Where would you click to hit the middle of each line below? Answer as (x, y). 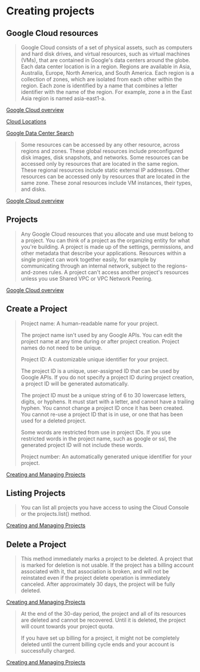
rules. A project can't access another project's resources (119, 272)
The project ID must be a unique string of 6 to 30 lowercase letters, (103, 395)
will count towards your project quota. (67, 627)
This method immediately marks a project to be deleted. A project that (107, 559)
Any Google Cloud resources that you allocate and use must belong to (107, 234)
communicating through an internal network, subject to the (93, 266)
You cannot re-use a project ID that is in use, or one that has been (102, 414)
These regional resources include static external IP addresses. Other (105, 170)
